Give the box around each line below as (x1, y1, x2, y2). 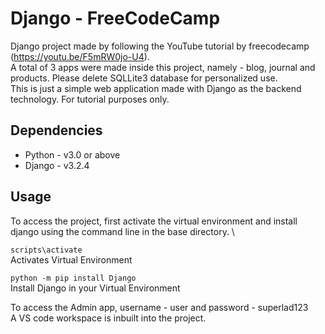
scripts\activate (10, 245, 83, 255)
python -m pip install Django (10, 273, 137, 283)
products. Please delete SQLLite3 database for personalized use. (10, 72, 278, 84)
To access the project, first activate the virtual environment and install (10, 215, 298, 227)
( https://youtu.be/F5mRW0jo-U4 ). (10, 50, 150, 62)
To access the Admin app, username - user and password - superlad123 (10, 301, 309, 313)
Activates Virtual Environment (10, 253, 133, 266)
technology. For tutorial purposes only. (10, 93, 170, 105)
